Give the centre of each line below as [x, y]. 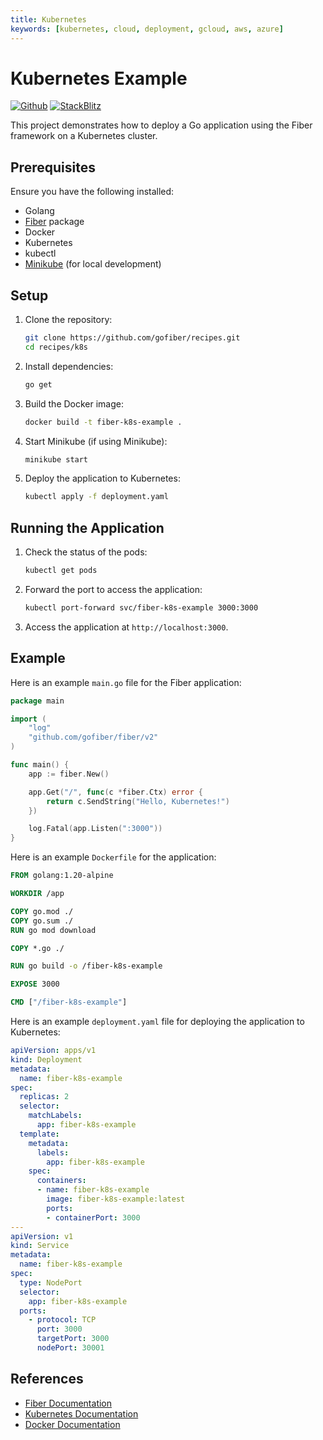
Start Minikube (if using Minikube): [96, 441]
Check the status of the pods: [86, 552]
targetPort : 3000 [73, 1339]
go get [38, 384]
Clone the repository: [68, 320]
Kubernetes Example [99, 78]
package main [37, 701]
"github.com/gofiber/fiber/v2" [93, 737]
